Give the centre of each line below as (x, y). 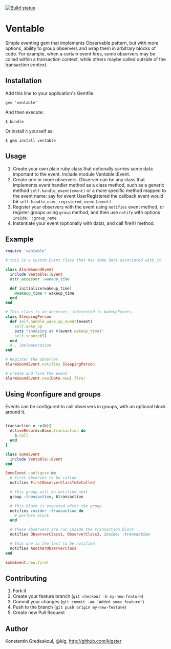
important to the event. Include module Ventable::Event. (71, 174)
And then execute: (25, 112)
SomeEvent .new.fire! (27, 562)
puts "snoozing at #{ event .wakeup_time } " (59, 331)
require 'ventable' (26, 251)
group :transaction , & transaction (47, 497)
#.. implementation (31, 346)
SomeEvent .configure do (31, 473)
